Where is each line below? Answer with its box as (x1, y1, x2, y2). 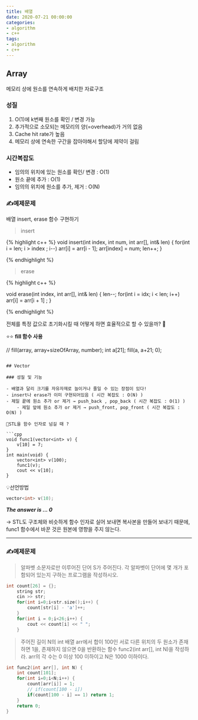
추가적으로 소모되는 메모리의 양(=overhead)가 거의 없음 (14, 123, 143, 130)
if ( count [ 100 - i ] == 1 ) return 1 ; (27, 692, 115, 698)
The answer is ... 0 (6, 506, 53, 513)
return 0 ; (16, 703, 41, 709)
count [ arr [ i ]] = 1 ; (27, 681, 75, 687)
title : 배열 (6, 8, 34, 15)
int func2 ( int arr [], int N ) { (6, 665, 83, 671)
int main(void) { (6, 452, 49, 458)
